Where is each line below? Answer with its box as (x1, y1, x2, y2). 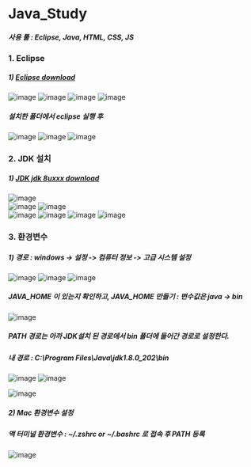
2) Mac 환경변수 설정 (8, 408, 74, 417)
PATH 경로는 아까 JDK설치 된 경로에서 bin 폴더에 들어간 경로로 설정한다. (8, 332, 230, 341)
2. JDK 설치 (8, 154, 51, 165)
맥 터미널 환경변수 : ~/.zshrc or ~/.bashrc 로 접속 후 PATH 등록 (8, 429, 205, 439)
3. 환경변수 (8, 231, 48, 242)
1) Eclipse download (8, 72, 76, 82)
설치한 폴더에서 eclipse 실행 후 (8, 112, 104, 121)
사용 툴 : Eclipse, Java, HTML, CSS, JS (8, 32, 135, 42)
